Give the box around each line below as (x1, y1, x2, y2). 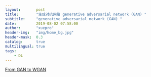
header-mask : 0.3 (5, 35, 43, 40)
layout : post (5, 7, 45, 12)
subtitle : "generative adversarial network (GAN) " (5, 16, 122, 21)
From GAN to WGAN (5, 67, 46, 73)
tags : (5, 48, 16, 53)
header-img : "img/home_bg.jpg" (5, 30, 74, 35)
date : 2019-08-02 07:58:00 (5, 21, 78, 26)
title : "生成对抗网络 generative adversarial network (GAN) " (5, 12, 147, 17)
